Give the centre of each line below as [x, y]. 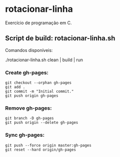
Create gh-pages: [27, 73]
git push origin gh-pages [32, 96]
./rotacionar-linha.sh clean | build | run [44, 60]
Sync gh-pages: [25, 135]
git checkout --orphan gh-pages [38, 83]
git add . [15, 87]
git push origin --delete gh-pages [42, 123]
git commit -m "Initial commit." [40, 92]
